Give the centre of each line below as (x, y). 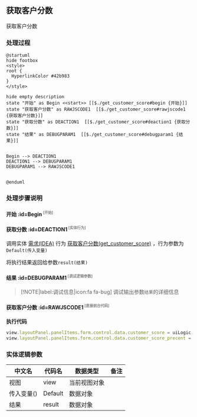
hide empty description (35, 97)
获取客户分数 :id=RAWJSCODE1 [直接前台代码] (58, 307)
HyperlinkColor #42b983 (40, 76)
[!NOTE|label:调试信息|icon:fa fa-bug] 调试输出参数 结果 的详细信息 (100, 292)
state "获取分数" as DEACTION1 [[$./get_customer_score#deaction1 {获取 (96, 122)
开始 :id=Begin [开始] (30, 214)
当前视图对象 (87, 382)
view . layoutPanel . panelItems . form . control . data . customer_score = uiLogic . (100, 332)
